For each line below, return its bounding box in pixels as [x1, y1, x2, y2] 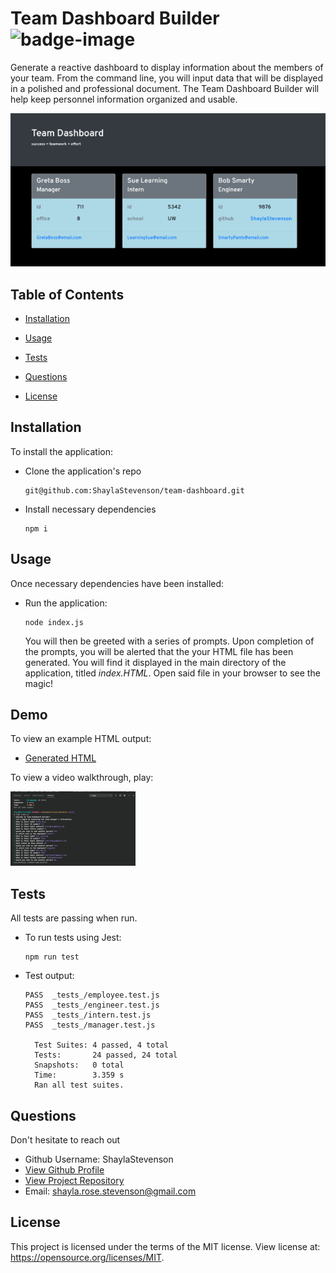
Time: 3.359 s [34, 1070, 125, 1081]
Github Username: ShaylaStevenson [24, 1153, 174, 1166]
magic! [24, 677, 53, 689]
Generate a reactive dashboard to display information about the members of [10, 61, 324, 73]
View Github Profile [24, 1164, 105, 1176]
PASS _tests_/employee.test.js [24, 990, 160, 1001]
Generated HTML [24, 752, 97, 764]
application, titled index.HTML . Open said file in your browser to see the [24, 667, 321, 679]
